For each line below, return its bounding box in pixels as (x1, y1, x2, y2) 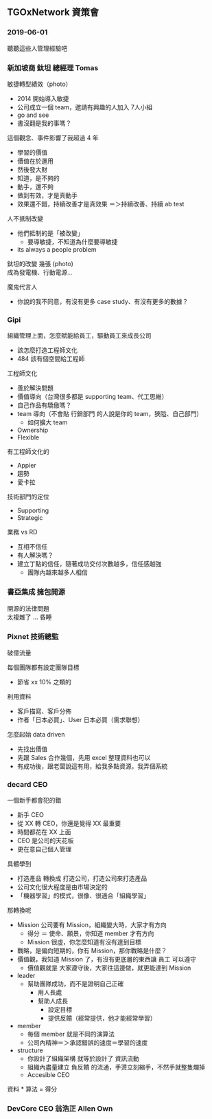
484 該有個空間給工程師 (16, 355, 85, 363)
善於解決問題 (16, 384, 54, 392)
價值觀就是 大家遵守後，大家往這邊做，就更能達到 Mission (27, 964, 191, 972)
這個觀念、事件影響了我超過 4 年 (7, 133, 99, 142)
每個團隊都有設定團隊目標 (7, 663, 80, 671)
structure (16, 1046, 43, 1054)
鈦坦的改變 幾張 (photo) (7, 259, 74, 268)
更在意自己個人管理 (16, 845, 72, 854)
